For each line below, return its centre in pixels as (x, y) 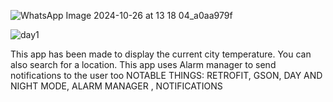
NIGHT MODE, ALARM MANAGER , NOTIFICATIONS (116, 86)
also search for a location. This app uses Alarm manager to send (143, 64)
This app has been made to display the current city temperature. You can (161, 54)
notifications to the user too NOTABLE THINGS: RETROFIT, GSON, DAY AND (166, 75)
